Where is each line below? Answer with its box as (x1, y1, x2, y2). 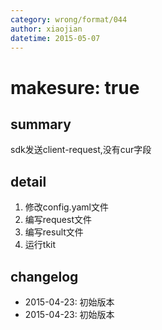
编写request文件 (24, 214, 92, 226)
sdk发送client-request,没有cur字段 (10, 144, 152, 156)
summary (10, 116, 72, 133)
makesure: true (10, 76, 140, 99)
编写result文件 (24, 226, 84, 238)
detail (10, 173, 47, 190)
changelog (10, 268, 79, 285)
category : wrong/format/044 (10, 14, 128, 25)
